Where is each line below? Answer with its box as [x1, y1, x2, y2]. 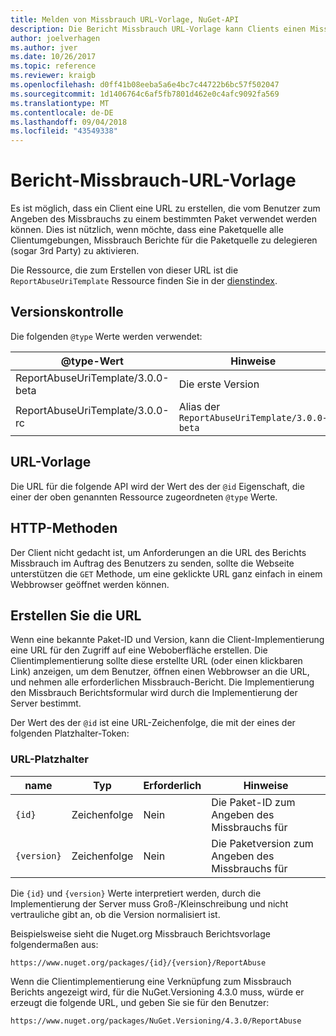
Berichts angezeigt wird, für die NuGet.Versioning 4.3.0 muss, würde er [10, 986, 305, 998]
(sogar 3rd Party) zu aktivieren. [10, 245, 140, 257]
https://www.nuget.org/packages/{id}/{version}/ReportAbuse [10, 957, 267, 968]
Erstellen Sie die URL [10, 607, 142, 624]
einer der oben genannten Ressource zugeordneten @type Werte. [10, 491, 278, 503]
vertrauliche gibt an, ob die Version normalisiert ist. [10, 908, 221, 920]
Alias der [178, 399, 221, 413]
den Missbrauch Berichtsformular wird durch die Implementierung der [10, 687, 298, 699]
